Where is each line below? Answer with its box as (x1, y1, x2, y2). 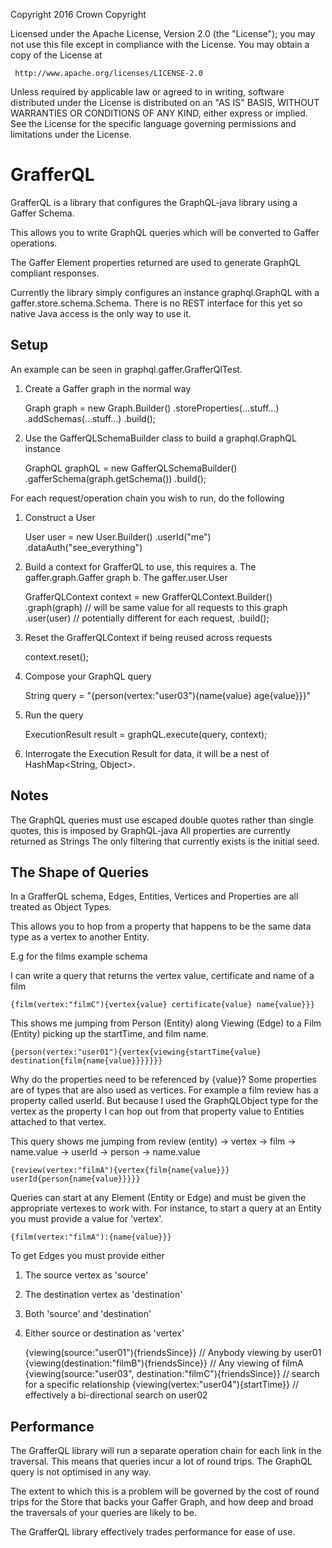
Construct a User (24, 511, 96, 523)
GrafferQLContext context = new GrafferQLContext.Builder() (24, 590, 273, 603)
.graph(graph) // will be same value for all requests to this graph (24, 601, 288, 613)
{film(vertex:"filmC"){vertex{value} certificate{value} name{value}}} (10, 1000, 315, 1010)
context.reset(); (24, 650, 90, 663)
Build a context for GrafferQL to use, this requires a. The (24, 560, 257, 573)
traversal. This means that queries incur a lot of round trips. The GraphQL (10, 1455, 313, 1468)
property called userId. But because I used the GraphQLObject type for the (10, 1095, 319, 1107)
